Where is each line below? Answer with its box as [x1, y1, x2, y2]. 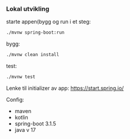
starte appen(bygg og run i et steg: [6, 18, 91, 25]
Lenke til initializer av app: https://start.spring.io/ [6, 85, 124, 92]
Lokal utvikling [6, 5, 50, 13]
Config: [6, 96, 25, 103]
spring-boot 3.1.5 [14, 120, 56, 127]
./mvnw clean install [6, 52, 60, 58]
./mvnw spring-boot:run [6, 30, 65, 35]
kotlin [14, 114, 28, 121]
